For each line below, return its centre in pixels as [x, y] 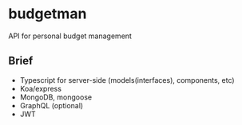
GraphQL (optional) [52, 105]
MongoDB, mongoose [56, 97]
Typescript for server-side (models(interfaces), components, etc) [127, 80]
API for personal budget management [70, 36]
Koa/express [41, 88]
